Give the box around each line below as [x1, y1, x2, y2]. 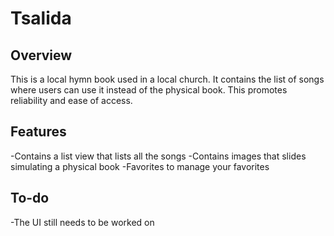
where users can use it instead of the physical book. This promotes [10, 84, 288, 96]
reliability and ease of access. [10, 95, 133, 106]
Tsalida [10, 7, 72, 30]
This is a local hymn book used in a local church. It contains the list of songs [10, 73, 325, 85]
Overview [10, 47, 73, 64]
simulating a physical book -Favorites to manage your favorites [10, 160, 270, 172]
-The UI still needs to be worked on [10, 216, 155, 228]
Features [10, 123, 67, 141]
